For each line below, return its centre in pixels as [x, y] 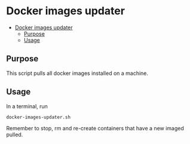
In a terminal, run [27, 106]
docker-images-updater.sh [38, 117]
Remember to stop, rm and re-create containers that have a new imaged [95, 129]
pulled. [15, 134]
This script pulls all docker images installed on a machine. [77, 73]
